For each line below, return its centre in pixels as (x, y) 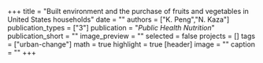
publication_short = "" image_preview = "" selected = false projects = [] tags (131, 36)
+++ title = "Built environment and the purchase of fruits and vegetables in (128, 11)
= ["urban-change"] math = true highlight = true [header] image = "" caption (131, 44)
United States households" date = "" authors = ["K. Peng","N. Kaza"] (119, 19)
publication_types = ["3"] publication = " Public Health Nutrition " (111, 28)
